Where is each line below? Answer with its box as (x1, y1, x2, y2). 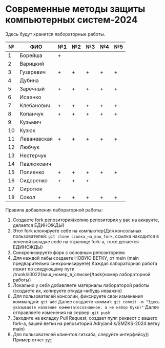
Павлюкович (19, 160, 51, 167)
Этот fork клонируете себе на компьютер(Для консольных (12, 227, 142, 234)
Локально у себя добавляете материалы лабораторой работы (12, 282, 150, 288)
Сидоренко (19, 177, 48, 184)
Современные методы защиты (5, 3, 146, 15)
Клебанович (19, 102, 50, 109)
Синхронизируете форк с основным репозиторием (12, 249, 125, 256)
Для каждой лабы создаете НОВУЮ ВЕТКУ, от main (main (12, 255, 139, 261)
